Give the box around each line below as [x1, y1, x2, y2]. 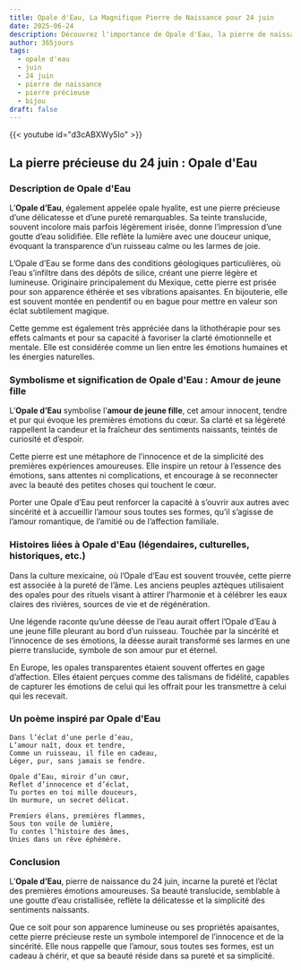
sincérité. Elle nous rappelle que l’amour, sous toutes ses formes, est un [9, 941, 275, 952]
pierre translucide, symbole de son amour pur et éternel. [9, 644, 218, 655]
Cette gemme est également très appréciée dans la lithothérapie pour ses [9, 322, 281, 333]
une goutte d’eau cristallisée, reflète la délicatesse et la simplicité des [9, 895, 266, 906]
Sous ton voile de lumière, [9, 819, 115, 828]
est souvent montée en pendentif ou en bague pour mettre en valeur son [9, 296, 278, 306]
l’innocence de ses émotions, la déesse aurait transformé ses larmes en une [9, 635, 291, 646]
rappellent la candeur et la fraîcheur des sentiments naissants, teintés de [9, 425, 278, 435]
